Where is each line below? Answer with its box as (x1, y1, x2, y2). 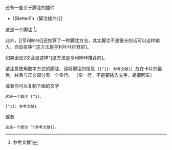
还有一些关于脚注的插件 (5, 5, 55, 10)
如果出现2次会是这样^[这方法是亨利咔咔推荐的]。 (5, 54, 108, 60)
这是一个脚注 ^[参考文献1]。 (5, 124, 59, 130)
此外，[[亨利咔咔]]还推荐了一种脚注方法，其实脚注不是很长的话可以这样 (5, 37, 156, 44)
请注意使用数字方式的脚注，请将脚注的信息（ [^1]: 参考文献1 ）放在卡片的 (5, 66, 158, 72)
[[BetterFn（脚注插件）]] (12, 15, 62, 22)
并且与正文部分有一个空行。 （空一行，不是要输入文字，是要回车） (14, 72, 155, 78)
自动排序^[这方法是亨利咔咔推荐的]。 (14, 44, 92, 50)
